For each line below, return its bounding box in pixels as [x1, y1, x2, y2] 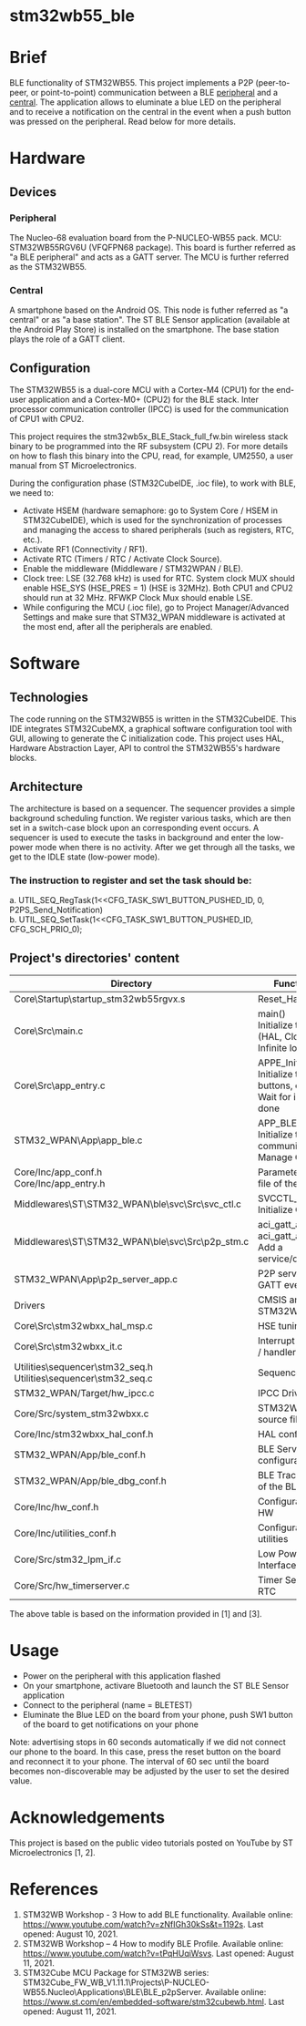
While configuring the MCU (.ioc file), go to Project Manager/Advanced [22, 602, 290, 613]
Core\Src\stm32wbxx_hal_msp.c [14, 1320, 153, 1332]
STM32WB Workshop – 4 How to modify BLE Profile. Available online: [22, 1938, 284, 1949]
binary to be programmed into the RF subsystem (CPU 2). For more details [9, 441, 289, 452]
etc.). [22, 534, 43, 545]
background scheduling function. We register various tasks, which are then [9, 812, 291, 823]
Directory [110, 977, 153, 990]
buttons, [258, 1079, 293, 1092]
